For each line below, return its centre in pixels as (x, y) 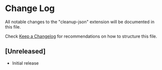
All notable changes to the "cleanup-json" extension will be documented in (80, 22)
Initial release (25, 63)
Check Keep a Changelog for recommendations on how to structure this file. (81, 36)
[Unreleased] (25, 51)
